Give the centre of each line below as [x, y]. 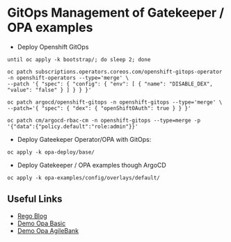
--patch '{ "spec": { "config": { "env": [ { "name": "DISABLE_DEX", [110, 84]
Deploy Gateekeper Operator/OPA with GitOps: [84, 139]
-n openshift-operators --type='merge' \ [68, 78]
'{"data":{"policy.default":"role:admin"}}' [73, 127]
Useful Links [35, 199]
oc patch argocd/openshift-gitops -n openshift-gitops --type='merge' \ [115, 102]
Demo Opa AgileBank [48, 230]
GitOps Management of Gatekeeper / [116, 13]
